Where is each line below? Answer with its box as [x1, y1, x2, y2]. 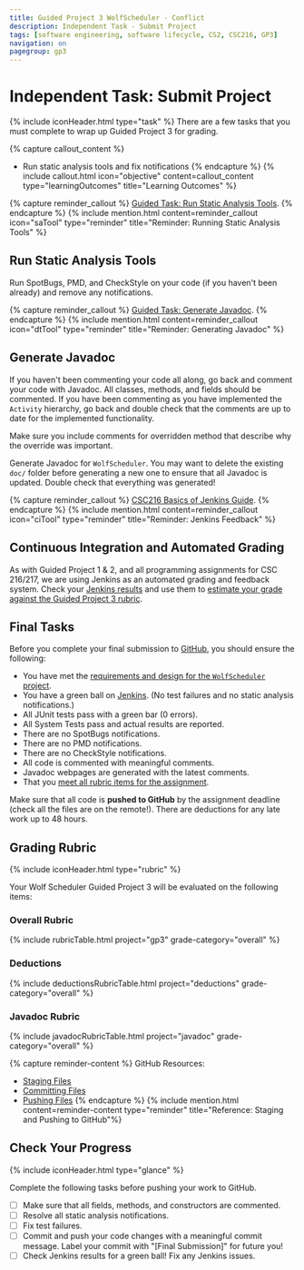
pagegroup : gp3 [9, 47, 67, 56]
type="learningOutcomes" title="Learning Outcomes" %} [22, 181, 238, 192]
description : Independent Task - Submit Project [9, 22, 197, 31]
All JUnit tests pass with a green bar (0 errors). [22, 709, 198, 720]
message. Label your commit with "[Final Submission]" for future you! [22, 1241, 284, 1252]
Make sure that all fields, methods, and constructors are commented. [22, 1199, 281, 1210]
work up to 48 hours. [9, 813, 88, 824]
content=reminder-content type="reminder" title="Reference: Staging [22, 1105, 284, 1116]
